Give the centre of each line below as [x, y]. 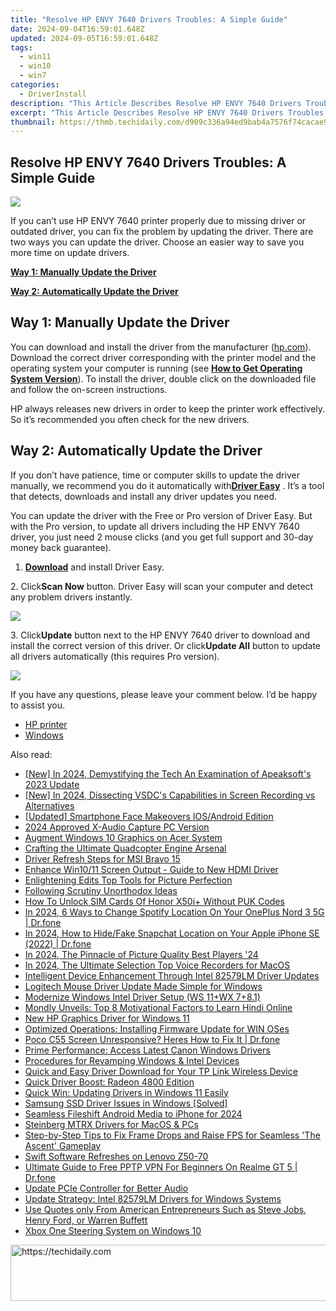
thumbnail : [33, 122]
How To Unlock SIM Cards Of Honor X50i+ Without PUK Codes [154, 901]
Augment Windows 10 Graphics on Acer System [123, 837]
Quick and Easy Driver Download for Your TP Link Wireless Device [161, 1071]
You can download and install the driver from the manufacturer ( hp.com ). [161, 347]
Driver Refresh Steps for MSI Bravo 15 [102, 858]
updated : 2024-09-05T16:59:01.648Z [84, 38]
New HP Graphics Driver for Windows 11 [107, 1018]
